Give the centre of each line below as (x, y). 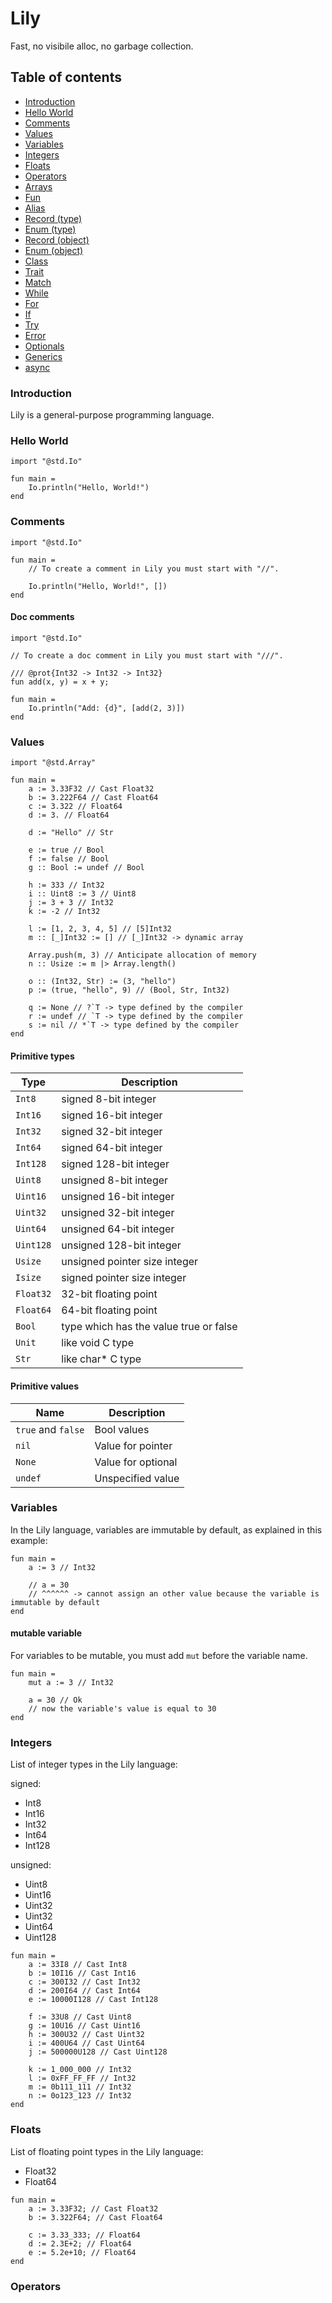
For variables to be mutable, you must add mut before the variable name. (159, 1656)
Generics (43, 356)
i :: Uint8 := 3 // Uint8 (82, 894)
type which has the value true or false (149, 1327)
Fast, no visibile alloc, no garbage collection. (102, 46)
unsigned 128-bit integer (121, 1245)
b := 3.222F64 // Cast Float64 (93, 798)
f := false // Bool (69, 859)
